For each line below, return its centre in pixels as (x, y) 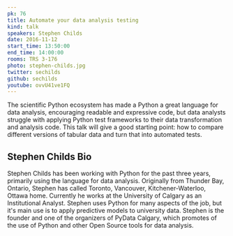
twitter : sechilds (34, 72)
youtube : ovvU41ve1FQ (39, 85)
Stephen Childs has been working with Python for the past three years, (109, 174)
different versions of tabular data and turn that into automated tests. (105, 135)
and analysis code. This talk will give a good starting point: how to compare (115, 127)
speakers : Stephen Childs (45, 33)
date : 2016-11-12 (32, 40)
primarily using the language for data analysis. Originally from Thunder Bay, (116, 181)
